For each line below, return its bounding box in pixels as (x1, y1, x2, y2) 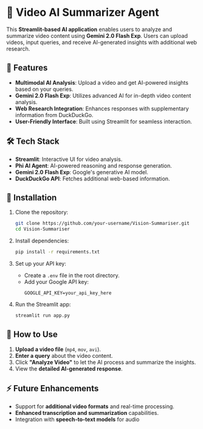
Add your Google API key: (24, 278, 89, 285)
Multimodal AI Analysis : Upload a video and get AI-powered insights (15, 79, 188, 86)
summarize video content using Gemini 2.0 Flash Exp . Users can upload (6, 32, 188, 39)
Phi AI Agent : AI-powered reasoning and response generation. (15, 161, 172, 169)
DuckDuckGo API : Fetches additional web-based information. (15, 175, 170, 182)
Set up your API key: (15, 260, 67, 267)
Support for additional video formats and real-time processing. (15, 402, 174, 410)
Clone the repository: (15, 208, 69, 216)
